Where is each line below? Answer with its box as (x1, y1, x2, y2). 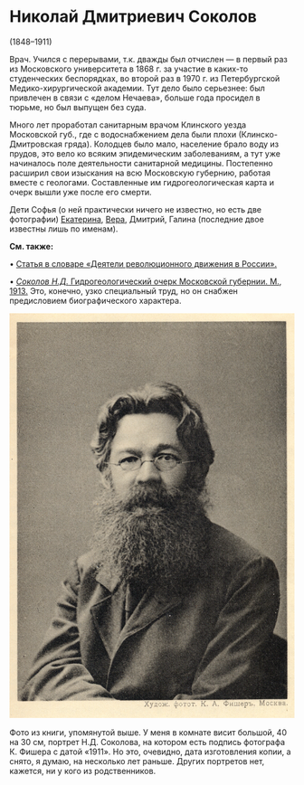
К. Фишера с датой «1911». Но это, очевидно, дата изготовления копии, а (9, 746, 291, 757)
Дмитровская (9, 138, 63, 149)
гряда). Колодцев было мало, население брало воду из (64, 138, 279, 149)
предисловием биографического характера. (9, 295, 182, 306)
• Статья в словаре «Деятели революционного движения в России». (9, 258, 278, 269)
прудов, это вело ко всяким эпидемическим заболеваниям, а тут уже (9, 147, 280, 159)
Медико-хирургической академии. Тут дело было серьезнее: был (9, 82, 265, 93)
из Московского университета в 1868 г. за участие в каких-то (9, 63, 249, 74)
